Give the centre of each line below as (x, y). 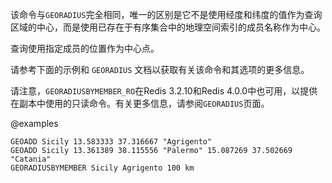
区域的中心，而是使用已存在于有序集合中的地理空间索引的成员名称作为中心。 (168, 27)
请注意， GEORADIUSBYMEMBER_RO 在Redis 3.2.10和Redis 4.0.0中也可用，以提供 (164, 91)
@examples (34, 123)
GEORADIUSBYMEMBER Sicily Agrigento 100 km (102, 168)
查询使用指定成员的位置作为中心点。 (85, 48)
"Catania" (31, 159)
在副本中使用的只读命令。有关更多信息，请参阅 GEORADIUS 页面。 (140, 103)
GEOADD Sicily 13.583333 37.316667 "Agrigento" (111, 142)
